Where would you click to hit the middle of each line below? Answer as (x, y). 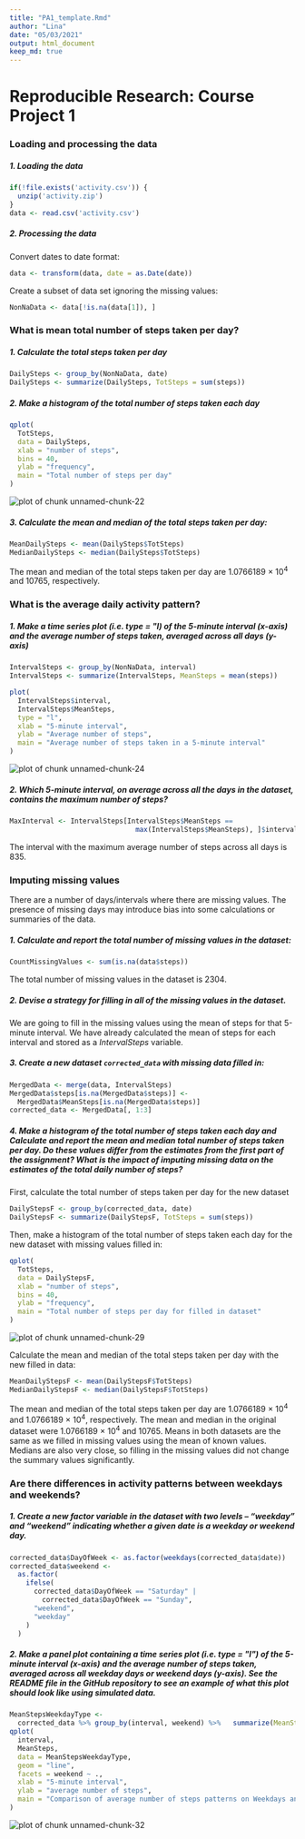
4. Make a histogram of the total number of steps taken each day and (143, 1131)
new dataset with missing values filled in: (86, 1244)
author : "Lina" (38, 26)
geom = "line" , (46, 1765)
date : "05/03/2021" (46, 35)
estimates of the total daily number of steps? (96, 1169)
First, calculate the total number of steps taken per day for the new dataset (149, 1192)
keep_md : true (36, 52)
